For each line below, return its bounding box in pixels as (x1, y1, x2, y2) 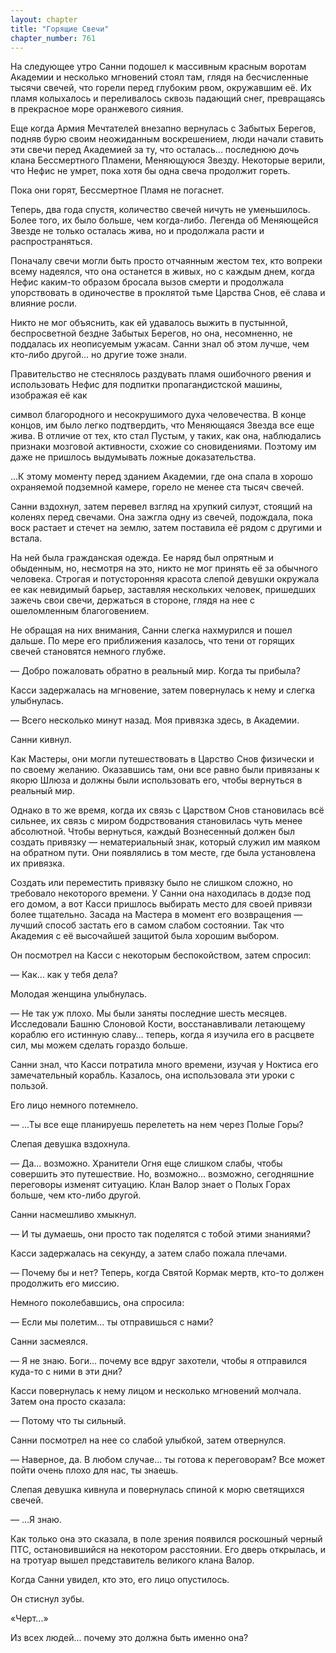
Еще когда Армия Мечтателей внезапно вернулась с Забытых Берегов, (10, 122, 317, 135)
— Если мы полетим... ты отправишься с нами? (10, 1316, 214, 1328)
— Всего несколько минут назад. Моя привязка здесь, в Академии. (10, 714, 300, 726)
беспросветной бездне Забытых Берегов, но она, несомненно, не (10, 327, 293, 340)
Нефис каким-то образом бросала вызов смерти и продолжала (10, 276, 285, 288)
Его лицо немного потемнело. (10, 1099, 139, 1111)
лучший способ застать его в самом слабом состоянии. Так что (10, 919, 285, 931)
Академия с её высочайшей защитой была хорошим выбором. (10, 930, 280, 942)
